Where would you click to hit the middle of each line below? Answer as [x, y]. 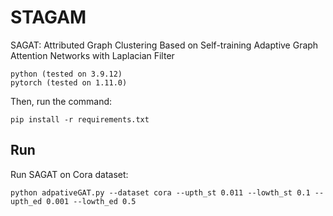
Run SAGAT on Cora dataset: [69, 174]
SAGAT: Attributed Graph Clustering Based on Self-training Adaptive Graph [164, 45]
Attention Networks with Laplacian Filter [92, 55]
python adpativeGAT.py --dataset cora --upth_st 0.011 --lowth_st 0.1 [160, 192]
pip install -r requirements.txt [80, 119]
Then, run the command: [61, 101]
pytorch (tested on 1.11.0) [69, 82]
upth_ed [26, 201]
